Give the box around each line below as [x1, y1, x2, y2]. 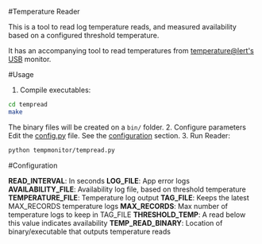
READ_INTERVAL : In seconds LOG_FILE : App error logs [8, 176, 191, 185]
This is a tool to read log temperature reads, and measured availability [8, 22, 237, 31]
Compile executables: [19, 85, 91, 95]
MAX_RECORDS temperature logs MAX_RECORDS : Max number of [8, 201, 229, 211]
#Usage [8, 70, 34, 79]
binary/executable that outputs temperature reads [8, 227, 171, 236]
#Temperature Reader [8, 7, 81, 16]
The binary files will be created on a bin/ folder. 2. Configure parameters [8, 122, 246, 132]
